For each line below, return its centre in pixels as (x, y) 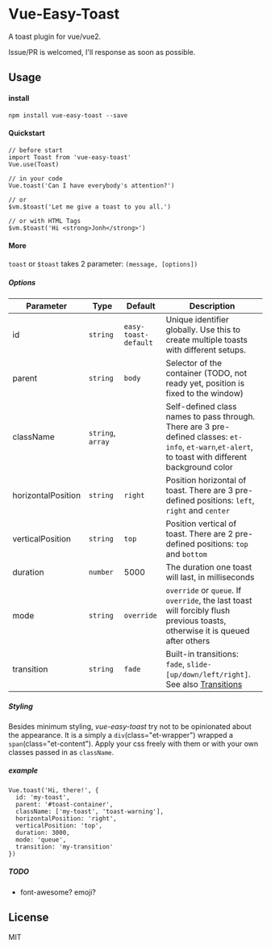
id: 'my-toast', (43, 797)
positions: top (223, 544)
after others (188, 641)
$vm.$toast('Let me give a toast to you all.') (90, 207)
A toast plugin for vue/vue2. (55, 36)
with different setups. (206, 350)
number (101, 572)
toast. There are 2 (200, 533)
